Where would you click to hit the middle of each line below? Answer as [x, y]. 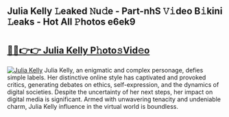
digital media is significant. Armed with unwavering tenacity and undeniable [114, 99]
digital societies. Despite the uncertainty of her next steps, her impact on [110, 92]
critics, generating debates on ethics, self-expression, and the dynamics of [113, 84]
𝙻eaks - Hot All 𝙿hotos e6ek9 [71, 22]
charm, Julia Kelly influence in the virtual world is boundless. [93, 106]
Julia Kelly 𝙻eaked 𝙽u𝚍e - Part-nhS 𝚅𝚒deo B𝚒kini [115, 11]
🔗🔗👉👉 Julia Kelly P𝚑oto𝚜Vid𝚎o [79, 50]
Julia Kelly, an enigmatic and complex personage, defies [124, 70]
